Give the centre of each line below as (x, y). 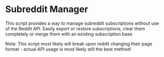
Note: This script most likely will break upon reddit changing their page (79, 43)
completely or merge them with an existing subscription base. (69, 34)
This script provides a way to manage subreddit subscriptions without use (82, 23)
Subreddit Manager (47, 9)
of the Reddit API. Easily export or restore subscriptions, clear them (75, 28)
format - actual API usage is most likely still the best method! (68, 49)
